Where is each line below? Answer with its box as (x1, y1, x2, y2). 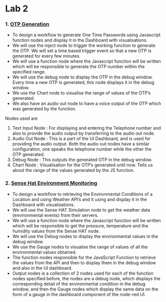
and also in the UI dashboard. (12, 265, 73, 271)
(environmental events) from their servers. (12, 212, 99, 218)
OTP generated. (12, 151, 45, 157)
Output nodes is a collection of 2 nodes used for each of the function (12, 270, 154, 276)
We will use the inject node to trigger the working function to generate (12, 43, 156, 49)
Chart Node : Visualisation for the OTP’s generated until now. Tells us (12, 162, 153, 168)
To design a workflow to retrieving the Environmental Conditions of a (12, 191, 153, 197)
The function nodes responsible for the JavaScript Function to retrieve (12, 254, 156, 260)
